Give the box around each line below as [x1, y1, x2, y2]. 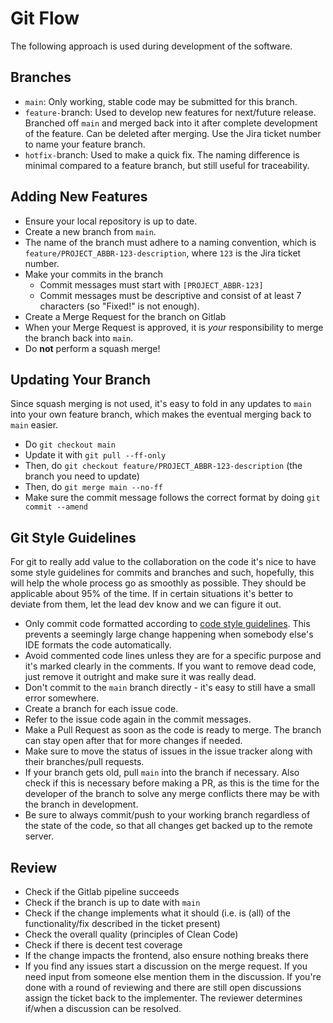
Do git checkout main [24, 438, 116, 451]
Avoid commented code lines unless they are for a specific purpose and [24, 650, 322, 662]
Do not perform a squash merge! [24, 342, 161, 354]
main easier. [10, 419, 59, 431]
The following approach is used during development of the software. [10, 40, 293, 52]
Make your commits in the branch [24, 268, 164, 280]
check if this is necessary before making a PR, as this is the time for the [24, 777, 320, 789]
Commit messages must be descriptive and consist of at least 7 [39, 289, 302, 301]
